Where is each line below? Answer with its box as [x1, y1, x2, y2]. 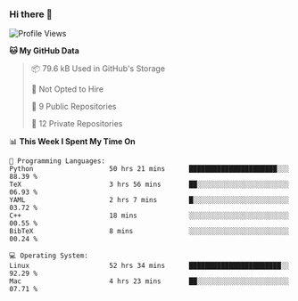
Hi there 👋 [9, 8, 54, 20]
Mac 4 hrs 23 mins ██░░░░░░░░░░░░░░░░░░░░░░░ [9, 277, 290, 286]
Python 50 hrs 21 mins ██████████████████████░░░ [9, 165, 290, 174]
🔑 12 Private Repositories [30, 118, 123, 129]
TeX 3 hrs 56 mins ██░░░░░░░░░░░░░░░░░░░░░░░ [9, 180, 290, 190]
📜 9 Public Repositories [30, 102, 117, 112]
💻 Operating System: [9, 251, 89, 261]
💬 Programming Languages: [9, 157, 105, 166]
